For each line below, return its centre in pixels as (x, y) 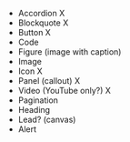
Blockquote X (43, 23)
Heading (34, 110)
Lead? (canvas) (47, 119)
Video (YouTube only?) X (65, 91)
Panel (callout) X (49, 81)
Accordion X (41, 13)
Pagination (38, 100)
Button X (35, 32)
